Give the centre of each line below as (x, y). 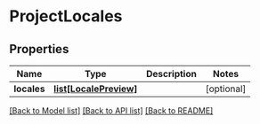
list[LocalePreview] (95, 89)
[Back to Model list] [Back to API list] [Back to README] (111, 111)
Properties (39, 49)
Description (172, 74)
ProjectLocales (66, 16)
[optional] (226, 89)
